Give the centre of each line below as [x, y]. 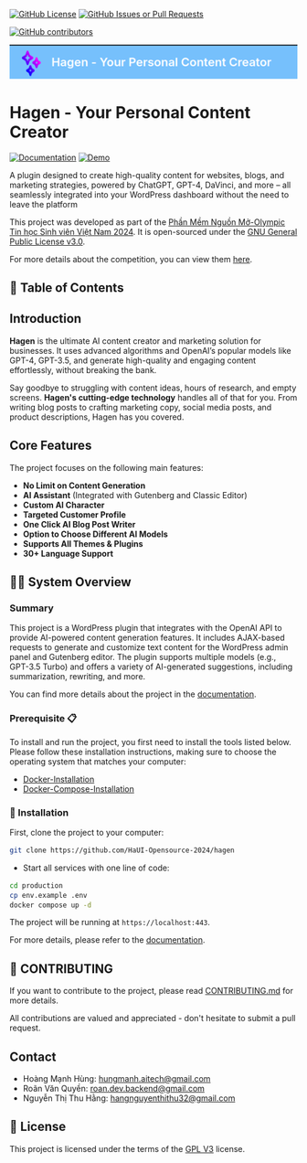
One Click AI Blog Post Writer [79, 524]
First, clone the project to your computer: [87, 832]
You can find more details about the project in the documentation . [133, 694]
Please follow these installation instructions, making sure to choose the [143, 752]
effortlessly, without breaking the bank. [83, 369]
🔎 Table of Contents [67, 288]
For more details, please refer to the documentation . [107, 940]
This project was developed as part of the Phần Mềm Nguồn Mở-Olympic [148, 222]
